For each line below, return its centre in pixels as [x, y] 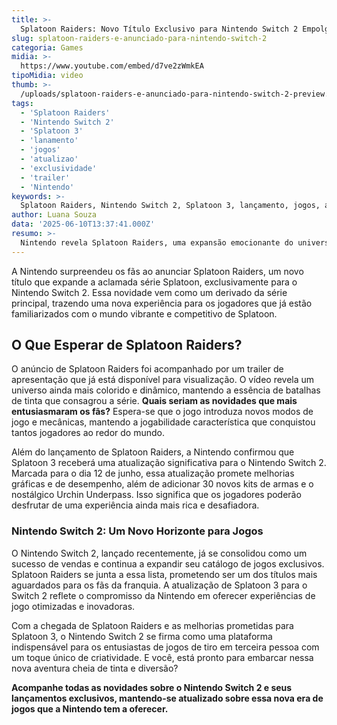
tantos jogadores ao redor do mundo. [88, 433]
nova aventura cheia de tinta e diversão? [95, 668]
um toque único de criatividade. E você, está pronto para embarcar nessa [162, 657]
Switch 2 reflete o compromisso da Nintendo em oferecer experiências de [163, 595]
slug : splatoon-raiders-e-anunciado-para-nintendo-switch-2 [139, 38]
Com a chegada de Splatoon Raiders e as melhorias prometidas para [152, 625]
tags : [22, 103]
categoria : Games [47, 47]
